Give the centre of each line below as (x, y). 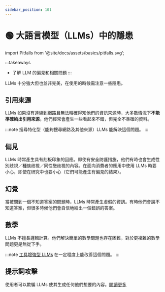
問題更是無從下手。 (25, 244)
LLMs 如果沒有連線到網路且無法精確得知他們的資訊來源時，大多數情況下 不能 (82, 113)
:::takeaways (18, 62)
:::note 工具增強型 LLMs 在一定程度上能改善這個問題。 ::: (62, 254)
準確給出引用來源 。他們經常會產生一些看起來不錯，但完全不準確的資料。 (78, 119)
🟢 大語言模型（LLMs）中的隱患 (69, 36)
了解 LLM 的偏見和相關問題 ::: (42, 73)
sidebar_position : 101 (28, 10)
